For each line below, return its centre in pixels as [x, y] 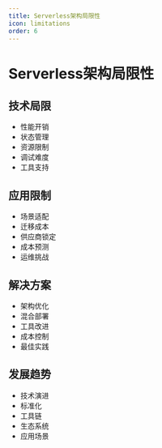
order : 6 [23, 31]
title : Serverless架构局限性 [55, 16]
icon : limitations [39, 23]
